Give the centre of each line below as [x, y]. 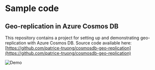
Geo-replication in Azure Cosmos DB [62, 26]
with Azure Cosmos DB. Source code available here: [80, 43]
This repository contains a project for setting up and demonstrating [72, 38]
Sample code [32, 8]
